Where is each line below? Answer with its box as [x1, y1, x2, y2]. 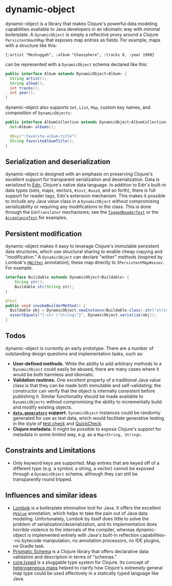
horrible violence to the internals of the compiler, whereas [12, 527, 135, 533]
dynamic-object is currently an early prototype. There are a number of [5, 345, 154, 351]
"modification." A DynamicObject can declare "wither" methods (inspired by [5, 254, 163, 260]
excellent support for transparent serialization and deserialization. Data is [5, 176, 160, 183]
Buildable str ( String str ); [14, 284, 74, 289]
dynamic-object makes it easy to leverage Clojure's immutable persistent [5, 243, 160, 249]
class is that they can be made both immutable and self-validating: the [12, 382, 161, 388]
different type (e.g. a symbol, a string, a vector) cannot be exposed [12, 465, 155, 471]
